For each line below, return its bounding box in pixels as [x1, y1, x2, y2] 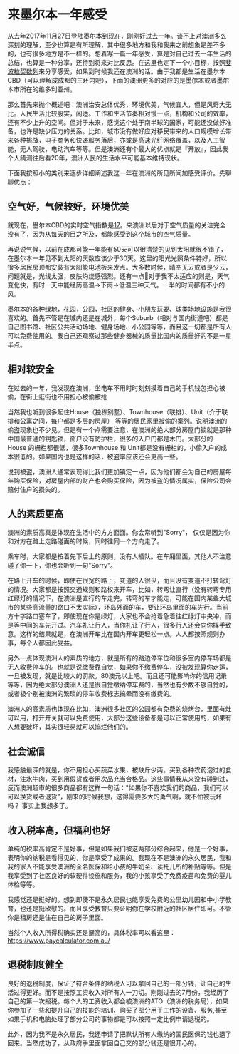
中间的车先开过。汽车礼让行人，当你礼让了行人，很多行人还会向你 [19, 621, 213, 630]
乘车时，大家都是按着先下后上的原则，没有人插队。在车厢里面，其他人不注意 [7, 552, 232, 561]
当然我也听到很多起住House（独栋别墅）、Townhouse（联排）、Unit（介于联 [7, 407, 228, 416]
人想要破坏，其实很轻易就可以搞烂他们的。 [7, 722, 132, 731]
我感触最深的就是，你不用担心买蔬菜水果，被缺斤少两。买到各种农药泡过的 [7, 766, 225, 774]
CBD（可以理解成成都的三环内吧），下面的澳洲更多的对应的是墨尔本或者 [7, 76, 217, 84]
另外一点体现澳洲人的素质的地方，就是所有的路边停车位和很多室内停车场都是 [7, 654, 232, 662]
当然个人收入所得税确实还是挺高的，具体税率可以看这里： [7, 928, 176, 936]
